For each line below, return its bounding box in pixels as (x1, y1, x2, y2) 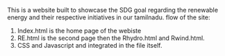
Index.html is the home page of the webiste (17, 27, 142, 35)
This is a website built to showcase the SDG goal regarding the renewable (7, 6, 219, 14)
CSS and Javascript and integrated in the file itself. (17, 41, 162, 49)
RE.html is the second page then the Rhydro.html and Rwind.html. (17, 34, 205, 42)
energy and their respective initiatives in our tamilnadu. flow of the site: (7, 13, 210, 21)
